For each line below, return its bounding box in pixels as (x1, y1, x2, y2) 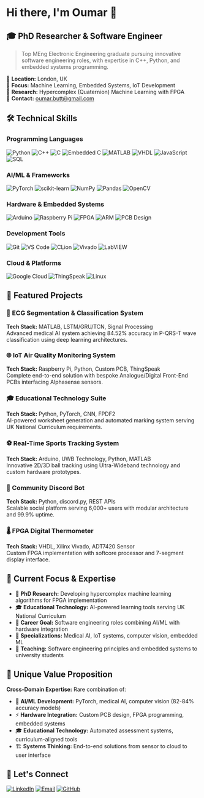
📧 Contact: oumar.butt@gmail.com (6, 95, 95, 102)
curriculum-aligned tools (15, 735, 78, 743)
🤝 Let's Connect (6, 769, 69, 780)
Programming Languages (6, 135, 84, 143)
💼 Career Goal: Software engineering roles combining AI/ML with (15, 618, 180, 626)
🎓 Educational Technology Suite (6, 393, 107, 402)
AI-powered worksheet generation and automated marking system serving (6, 417, 195, 424)
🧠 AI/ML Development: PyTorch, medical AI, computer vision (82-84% (15, 697, 194, 705)
